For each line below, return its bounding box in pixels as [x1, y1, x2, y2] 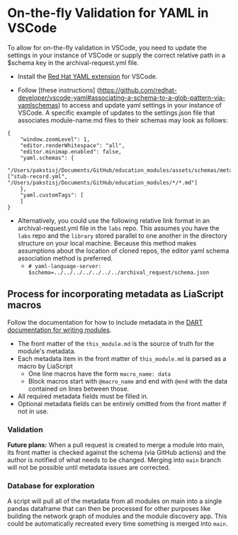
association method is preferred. [17, 253, 113, 263]
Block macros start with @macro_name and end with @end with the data [28, 376, 228, 385]
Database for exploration [7, 481, 95, 490]
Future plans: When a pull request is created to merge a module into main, [7, 441, 225, 449]
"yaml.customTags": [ [20, 191, 84, 199]
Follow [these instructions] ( [17, 86, 100, 94]
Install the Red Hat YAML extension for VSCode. [17, 72, 158, 81]
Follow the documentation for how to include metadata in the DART [7, 318, 203, 326]
